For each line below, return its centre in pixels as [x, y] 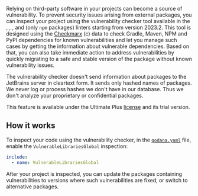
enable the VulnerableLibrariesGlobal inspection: [67, 146]
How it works [31, 126]
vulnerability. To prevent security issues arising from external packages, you [99, 15]
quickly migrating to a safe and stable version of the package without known [99, 59]
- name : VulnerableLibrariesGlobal [55, 162]
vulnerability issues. [30, 65]
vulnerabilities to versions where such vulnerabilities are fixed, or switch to [97, 180]
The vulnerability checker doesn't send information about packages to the [96, 77]
